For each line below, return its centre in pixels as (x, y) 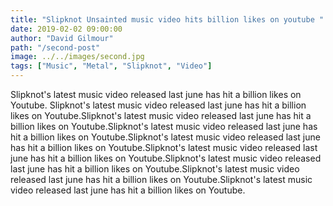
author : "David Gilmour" (62, 38)
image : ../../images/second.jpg (77, 57)
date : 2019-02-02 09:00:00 (66, 29)
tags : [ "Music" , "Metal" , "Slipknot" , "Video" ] (111, 66)
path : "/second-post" (55, 47)
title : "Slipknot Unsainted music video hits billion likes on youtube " (167, 19)
